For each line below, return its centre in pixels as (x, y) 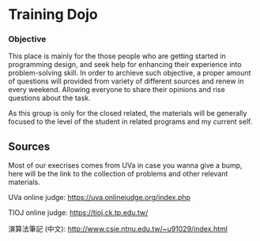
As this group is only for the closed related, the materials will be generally (128, 113)
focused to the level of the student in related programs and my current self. (130, 122)
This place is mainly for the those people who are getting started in (117, 56)
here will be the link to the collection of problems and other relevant (118, 174)
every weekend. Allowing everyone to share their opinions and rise (117, 90)
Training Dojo (53, 15)
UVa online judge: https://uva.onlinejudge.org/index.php (100, 198)
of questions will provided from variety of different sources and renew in (126, 81)
